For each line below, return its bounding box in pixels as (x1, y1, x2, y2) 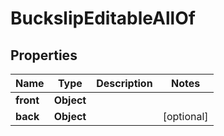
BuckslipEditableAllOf (10, 7, 196, 30)
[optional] (162, 110, 209, 123)
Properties (10, 47, 78, 64)
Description (96, 77, 153, 90)
